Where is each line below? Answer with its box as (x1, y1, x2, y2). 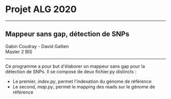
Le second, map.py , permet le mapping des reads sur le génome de (12, 83, 155, 89)
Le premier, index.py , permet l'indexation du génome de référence (12, 78, 152, 84)
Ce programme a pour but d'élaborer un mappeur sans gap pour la (5, 63, 145, 69)
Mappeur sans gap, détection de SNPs (5, 30, 130, 38)
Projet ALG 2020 (5, 4, 77, 15)
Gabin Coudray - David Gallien (5, 43, 69, 49)
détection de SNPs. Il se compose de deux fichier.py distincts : (5, 68, 136, 74)
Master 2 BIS (5, 48, 33, 55)
